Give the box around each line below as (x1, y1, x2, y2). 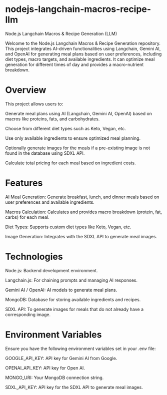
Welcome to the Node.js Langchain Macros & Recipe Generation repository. (5, 40, 161, 46)
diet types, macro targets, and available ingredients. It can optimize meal (5, 56, 155, 62)
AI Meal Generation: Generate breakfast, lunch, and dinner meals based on (5, 194, 159, 200)
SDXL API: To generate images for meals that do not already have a (5, 306, 144, 312)
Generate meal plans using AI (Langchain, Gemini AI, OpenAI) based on (5, 110, 152, 116)
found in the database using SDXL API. (5, 150, 85, 156)
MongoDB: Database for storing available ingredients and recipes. (5, 296, 141, 303)
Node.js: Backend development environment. (5, 267, 98, 273)
